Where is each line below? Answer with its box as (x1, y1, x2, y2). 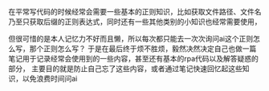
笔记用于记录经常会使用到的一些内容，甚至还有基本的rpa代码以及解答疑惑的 (8, 54, 259, 63)
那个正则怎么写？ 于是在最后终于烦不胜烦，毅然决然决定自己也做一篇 (29, 44, 257, 53)
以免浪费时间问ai (22, 74, 78, 83)
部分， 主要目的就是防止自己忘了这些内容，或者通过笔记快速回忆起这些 (8, 64, 243, 73)
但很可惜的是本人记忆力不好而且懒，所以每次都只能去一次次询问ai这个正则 (8, 34, 254, 43)
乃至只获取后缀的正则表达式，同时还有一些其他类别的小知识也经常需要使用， (8, 17, 262, 26)
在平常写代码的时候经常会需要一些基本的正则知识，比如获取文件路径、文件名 (8, 7, 262, 16)
